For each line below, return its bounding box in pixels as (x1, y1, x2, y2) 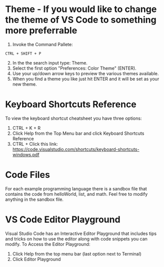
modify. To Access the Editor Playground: (5, 241, 90, 247)
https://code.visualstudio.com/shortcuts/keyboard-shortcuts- (12, 146, 139, 152)
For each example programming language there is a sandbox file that (5, 185, 147, 191)
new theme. (12, 81, 37, 87)
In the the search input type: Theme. (12, 60, 87, 66)
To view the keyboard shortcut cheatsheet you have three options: (5, 115, 142, 121)
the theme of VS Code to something (5, 14, 156, 26)
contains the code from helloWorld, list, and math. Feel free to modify (5, 191, 148, 197)
